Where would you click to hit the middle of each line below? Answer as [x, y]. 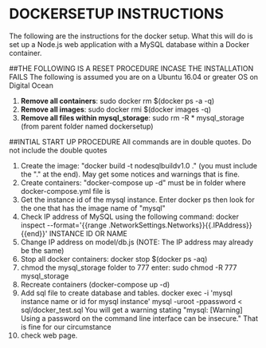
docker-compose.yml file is [65, 191]
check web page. [49, 335]
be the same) [42, 250]
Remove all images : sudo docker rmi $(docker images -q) [116, 109]
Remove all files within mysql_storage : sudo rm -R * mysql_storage [133, 117]
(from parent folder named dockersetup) [87, 126]
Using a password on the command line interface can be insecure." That [139, 318]
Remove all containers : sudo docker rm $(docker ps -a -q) [117, 101]
